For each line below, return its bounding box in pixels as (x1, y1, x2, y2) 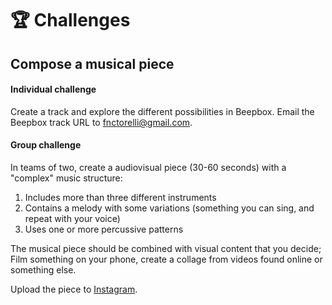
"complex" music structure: (10, 172, 123, 184)
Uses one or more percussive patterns (24, 223, 184, 235)
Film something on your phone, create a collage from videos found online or (10, 253, 323, 265)
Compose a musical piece (10, 55, 175, 72)
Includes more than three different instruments (24, 191, 217, 203)
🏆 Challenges (10, 9, 131, 32)
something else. (10, 263, 77, 276)
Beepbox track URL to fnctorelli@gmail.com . (10, 116, 193, 128)
